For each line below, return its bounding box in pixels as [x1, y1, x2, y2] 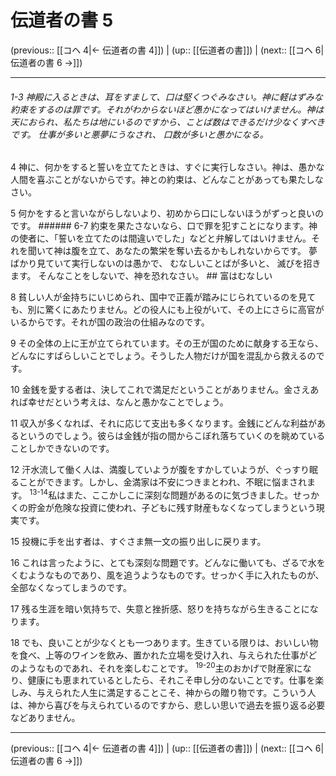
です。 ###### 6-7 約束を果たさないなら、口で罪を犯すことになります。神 [10, 220, 318, 232]
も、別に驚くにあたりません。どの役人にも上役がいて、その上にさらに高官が [10, 304, 325, 316]
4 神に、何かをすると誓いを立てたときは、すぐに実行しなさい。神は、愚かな [10, 161, 325, 173]
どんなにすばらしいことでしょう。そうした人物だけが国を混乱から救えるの [10, 350, 317, 362]
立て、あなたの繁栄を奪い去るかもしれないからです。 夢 [88, 245, 318, 257]
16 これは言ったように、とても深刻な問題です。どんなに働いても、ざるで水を [10, 556, 326, 568]
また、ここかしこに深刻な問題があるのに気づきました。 [65, 489, 294, 501]
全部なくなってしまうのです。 [10, 581, 132, 593]
